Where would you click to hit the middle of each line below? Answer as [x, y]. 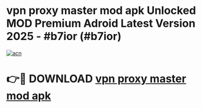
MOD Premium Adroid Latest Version [101, 23]
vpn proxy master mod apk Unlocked [101, 11]
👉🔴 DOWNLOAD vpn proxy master [96, 79]
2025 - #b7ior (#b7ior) [64, 36]
